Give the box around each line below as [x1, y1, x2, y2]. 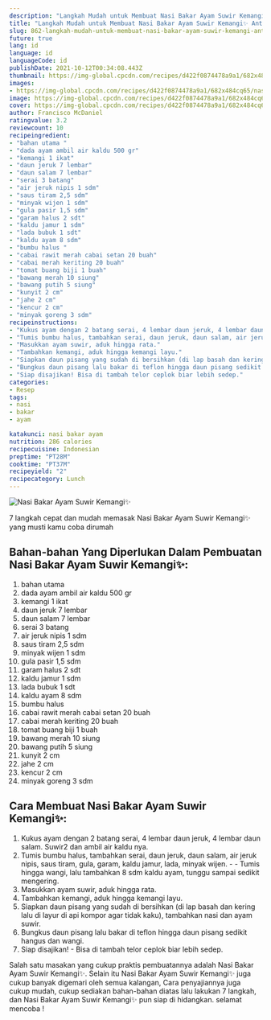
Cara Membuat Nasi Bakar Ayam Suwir [9, 800, 207, 813]
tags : [9, 393, 27, 401]
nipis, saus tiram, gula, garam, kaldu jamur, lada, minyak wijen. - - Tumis [20, 858, 261, 869]
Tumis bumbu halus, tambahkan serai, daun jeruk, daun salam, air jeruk [20, 850, 257, 860]
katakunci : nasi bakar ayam [9, 430, 104, 438]
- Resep [9, 385, 35, 394]
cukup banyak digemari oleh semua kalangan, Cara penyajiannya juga [9, 977, 241, 987]
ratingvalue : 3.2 [9, 117, 68, 125]
